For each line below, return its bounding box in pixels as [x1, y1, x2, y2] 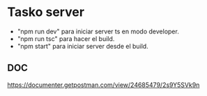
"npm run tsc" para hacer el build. [17, 34, 115, 42]
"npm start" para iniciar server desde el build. [17, 42, 148, 50]
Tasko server [7, 4, 85, 20]
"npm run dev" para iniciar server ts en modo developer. [17, 27, 179, 35]
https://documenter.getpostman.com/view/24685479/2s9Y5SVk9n [7, 81, 200, 89]
